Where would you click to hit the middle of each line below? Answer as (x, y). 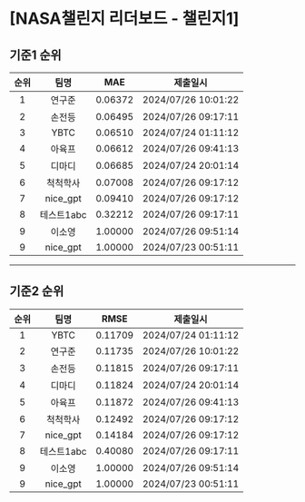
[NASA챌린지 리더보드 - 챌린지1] (124, 19)
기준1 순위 (35, 55)
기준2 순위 (37, 291)
